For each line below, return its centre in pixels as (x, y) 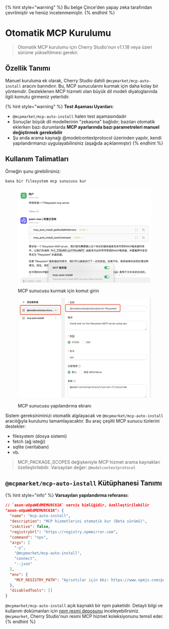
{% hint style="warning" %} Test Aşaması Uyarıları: (60, 106)
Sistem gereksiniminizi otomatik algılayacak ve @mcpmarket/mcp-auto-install (84, 415)
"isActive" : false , (30, 526)
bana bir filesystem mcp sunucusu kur (46, 181)
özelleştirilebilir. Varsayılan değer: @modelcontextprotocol (76, 467)
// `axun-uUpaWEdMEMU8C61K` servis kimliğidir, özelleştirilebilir (77, 505)
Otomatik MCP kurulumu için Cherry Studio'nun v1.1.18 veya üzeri (85, 47)
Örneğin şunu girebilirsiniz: (33, 171)
